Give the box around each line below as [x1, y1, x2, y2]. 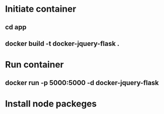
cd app [5, 23, 27, 31]
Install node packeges [5, 98, 97, 109]
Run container [5, 59, 64, 70]
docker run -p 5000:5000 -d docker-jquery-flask [5, 78, 159, 87]
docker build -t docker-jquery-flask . [5, 39, 120, 47]
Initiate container [5, 3, 77, 15]
